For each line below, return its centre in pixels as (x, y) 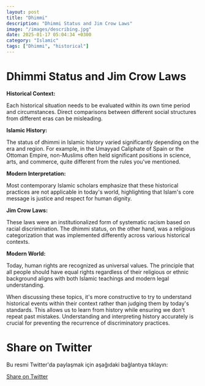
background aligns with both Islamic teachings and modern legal (88, 278)
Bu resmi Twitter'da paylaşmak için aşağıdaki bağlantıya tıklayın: (87, 365)
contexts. (18, 241)
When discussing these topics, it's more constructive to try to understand (99, 297)
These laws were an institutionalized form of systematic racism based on (98, 222)
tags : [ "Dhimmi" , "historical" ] (47, 47)
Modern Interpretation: (36, 173)
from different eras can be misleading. (54, 118)
